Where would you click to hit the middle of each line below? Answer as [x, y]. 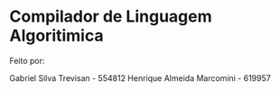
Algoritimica [56, 36]
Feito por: [27, 60]
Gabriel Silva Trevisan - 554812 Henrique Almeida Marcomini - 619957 [140, 77]
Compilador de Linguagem [111, 17]
